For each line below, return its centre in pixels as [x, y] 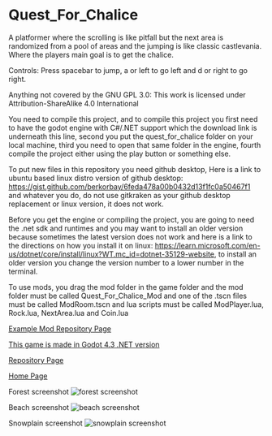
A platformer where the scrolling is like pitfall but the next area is [116, 37]
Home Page [28, 376]
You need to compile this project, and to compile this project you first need [133, 119]
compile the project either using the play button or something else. [120, 153]
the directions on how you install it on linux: [81, 245]
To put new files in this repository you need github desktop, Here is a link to [135, 169]
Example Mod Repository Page [60, 328]
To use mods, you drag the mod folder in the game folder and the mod [126, 287]
